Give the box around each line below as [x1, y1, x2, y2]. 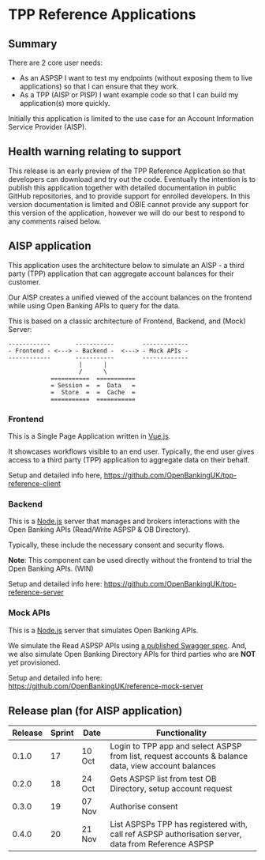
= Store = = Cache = [50, 388, 136, 396]
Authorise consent [110, 801, 179, 812]
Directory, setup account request [110, 783, 233, 794]
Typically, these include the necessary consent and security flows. [8, 540, 225, 550]
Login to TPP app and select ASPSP [110, 741, 242, 752]
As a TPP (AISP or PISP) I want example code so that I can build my [19, 90, 239, 100]
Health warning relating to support [8, 145, 181, 159]
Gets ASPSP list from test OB [110, 773, 217, 784]
